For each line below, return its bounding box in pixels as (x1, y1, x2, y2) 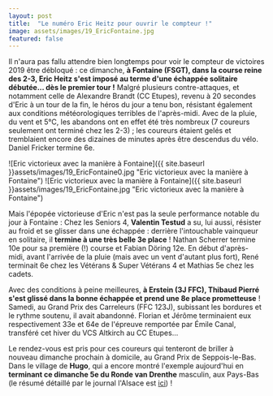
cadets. (8, 269, 34, 279)
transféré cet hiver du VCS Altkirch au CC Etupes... (8, 328, 179, 338)
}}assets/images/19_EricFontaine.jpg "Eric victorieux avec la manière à (8, 184, 245, 195)
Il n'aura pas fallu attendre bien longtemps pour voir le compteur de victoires (8, 57, 265, 67)
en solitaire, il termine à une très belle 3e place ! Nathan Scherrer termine (8, 235, 256, 244)
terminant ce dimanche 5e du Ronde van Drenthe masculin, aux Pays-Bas (8, 370, 259, 380)
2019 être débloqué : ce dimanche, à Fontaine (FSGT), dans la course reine (8, 66, 262, 75)
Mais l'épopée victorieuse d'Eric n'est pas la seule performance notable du (8, 209, 260, 219)
